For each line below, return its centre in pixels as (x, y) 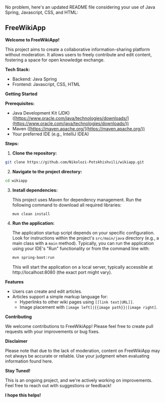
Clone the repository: (34, 153)
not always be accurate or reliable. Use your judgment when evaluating (77, 356)
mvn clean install (31, 214)
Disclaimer (16, 341)
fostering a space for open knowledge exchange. (55, 60)
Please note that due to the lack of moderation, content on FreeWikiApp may (82, 351)
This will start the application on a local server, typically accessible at (82, 267)
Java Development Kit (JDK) (41, 113)
